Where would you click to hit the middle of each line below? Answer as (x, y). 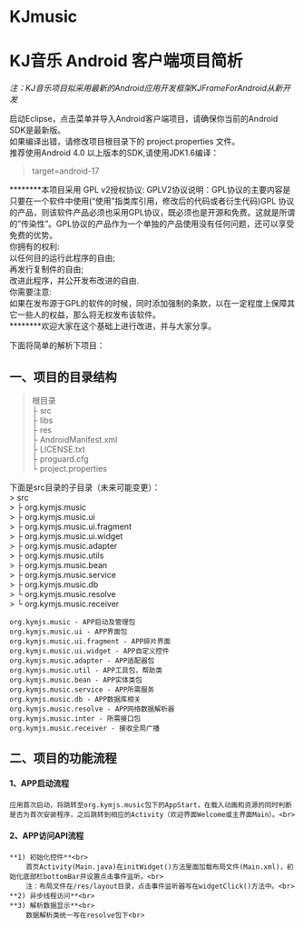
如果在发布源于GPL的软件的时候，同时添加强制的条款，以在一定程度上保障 (148, 304)
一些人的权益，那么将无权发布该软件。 (88, 314)
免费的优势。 (33, 235)
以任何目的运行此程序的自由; (63, 258)
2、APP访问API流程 (47, 836)
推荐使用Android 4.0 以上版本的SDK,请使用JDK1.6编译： (114, 153)
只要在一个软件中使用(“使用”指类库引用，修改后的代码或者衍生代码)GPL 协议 (152, 201)
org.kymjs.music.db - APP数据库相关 (75, 699)
